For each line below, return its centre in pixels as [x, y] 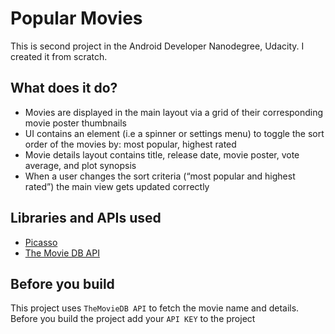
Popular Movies [76, 18]
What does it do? [64, 88]
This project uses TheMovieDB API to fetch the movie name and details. [155, 308]
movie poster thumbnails [75, 123]
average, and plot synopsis [80, 165]
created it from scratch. [59, 56]
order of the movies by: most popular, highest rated [130, 144]
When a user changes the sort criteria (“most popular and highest [160, 176]
